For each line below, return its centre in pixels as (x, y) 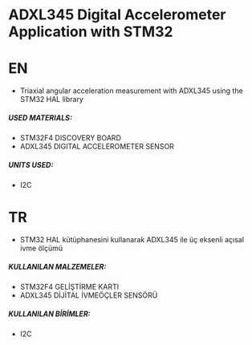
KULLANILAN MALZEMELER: (57, 266)
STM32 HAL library (52, 99)
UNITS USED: (31, 164)
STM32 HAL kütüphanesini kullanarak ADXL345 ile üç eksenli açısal (132, 239)
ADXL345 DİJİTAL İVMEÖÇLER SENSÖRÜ (89, 295)
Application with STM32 (91, 32)
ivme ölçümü (41, 248)
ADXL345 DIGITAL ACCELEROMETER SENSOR (97, 147)
